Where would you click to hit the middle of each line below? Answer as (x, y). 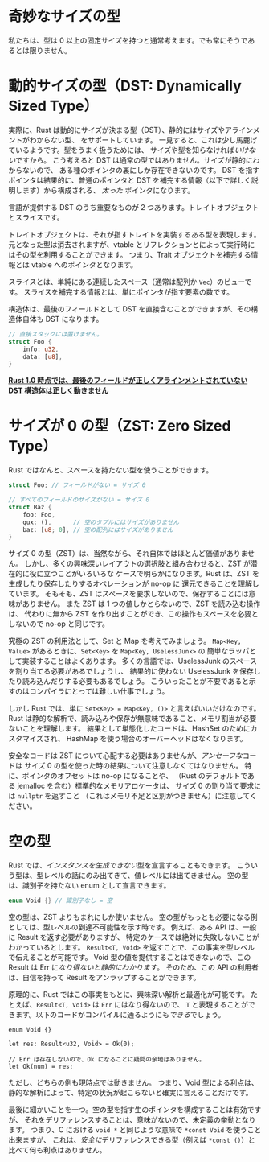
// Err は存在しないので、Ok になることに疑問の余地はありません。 (107, 1060)
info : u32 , (41, 349)
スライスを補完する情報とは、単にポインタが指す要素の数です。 (129, 291)
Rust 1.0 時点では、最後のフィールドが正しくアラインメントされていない (128, 381)
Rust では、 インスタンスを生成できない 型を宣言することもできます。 (122, 865)
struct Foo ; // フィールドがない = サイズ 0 (77, 485)
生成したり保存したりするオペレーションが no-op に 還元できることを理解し (134, 583)
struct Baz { (30, 507)
